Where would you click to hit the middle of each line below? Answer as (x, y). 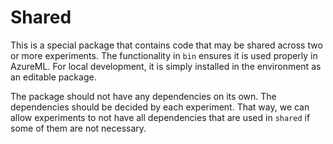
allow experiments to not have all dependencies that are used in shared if (160, 117)
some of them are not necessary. (78, 128)
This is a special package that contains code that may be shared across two (166, 45)
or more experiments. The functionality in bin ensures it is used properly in (164, 55)
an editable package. (53, 77)
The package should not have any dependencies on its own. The (143, 96)
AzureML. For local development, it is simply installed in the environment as (166, 66)
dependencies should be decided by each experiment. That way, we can (160, 107)
